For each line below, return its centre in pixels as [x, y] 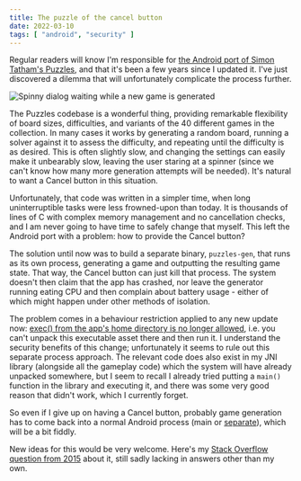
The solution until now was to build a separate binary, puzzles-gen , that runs [150, 254]
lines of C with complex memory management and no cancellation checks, [147, 218]
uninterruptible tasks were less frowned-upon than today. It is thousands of [149, 208]
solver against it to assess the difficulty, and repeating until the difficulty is [147, 143]
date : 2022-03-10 [42, 26]
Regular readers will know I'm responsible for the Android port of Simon [142, 60]
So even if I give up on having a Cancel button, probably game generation [146, 413]
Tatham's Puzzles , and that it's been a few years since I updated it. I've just [149, 69]
